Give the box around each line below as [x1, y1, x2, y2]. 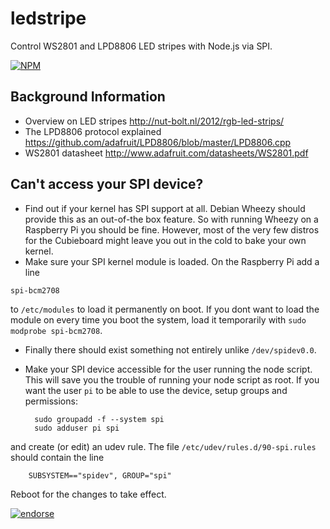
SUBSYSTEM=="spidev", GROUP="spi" [28, 470, 172, 481]
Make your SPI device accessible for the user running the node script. [24, 363, 313, 375]
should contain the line [10, 451, 105, 463]
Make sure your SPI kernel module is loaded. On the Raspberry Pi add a [24, 255, 320, 267]
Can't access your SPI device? [10, 176, 204, 193]
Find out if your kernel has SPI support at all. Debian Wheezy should [24, 202, 306, 214]
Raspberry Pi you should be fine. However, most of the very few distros [24, 223, 320, 236]
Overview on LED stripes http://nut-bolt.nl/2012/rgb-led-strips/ [24, 115, 285, 127]
